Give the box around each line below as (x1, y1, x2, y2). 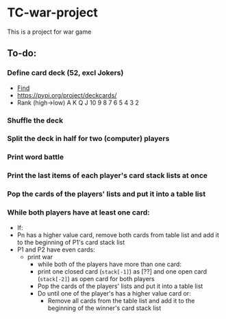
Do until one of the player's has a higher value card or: (37, 289, 191, 297)
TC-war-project (7, 5, 98, 21)
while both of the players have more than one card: (37, 260, 181, 268)
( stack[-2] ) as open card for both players (37, 274, 155, 283)
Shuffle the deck (7, 115, 64, 125)
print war (27, 252, 53, 261)
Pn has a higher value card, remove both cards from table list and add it (16, 230, 219, 239)
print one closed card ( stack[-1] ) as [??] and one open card (37, 267, 208, 276)
